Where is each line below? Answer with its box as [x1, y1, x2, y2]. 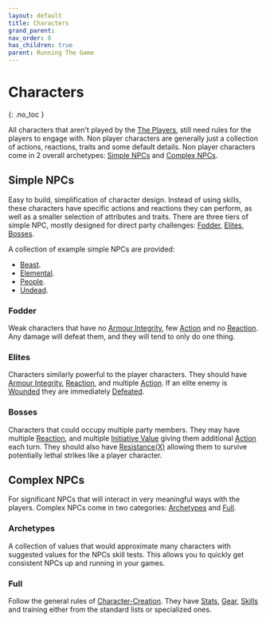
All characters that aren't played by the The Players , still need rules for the [8, 125, 252, 134]
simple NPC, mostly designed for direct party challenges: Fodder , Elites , [8, 220, 244, 230]
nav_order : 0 [8, 34, 52, 42]
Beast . [19, 259, 41, 269]
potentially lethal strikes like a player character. [8, 450, 162, 460]
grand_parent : [8, 26, 56, 34]
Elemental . [19, 268, 55, 278]
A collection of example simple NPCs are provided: [8, 244, 175, 254]
